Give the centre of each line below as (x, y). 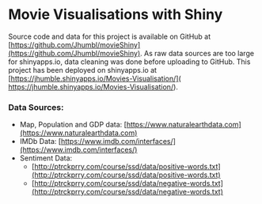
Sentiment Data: (46, 158)
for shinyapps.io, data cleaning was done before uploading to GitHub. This (129, 62)
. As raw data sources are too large (197, 53)
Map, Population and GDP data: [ (73, 125)
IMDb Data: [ (40, 142)
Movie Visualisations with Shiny (116, 15)
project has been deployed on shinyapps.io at (82, 70)
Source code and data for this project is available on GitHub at (110, 36)
